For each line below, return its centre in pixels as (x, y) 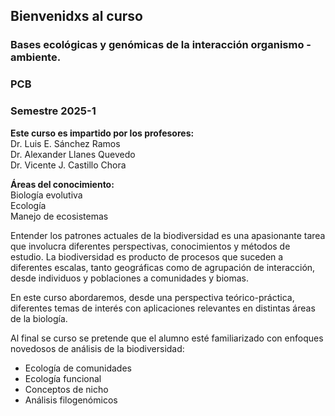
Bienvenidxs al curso (76, 16)
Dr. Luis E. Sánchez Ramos (65, 143)
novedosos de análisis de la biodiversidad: (97, 348)
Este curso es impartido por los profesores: (102, 133)
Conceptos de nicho (66, 389)
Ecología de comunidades (78, 368)
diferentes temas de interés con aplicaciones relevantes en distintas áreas (163, 308)
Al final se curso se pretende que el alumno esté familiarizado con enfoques (167, 338)
